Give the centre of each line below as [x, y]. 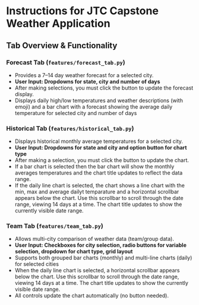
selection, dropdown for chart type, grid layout [74, 252]
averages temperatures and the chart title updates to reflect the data [99, 173]
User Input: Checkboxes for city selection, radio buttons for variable [101, 245]
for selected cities [37, 264]
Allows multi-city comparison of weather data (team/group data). [94, 239]
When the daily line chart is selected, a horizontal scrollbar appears [97, 271]
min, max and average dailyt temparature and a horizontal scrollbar [97, 192]
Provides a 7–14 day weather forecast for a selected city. [84, 75]
